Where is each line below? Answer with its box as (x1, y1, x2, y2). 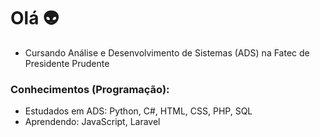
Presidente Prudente (24, 57, 110, 69)
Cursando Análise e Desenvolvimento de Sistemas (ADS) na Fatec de (24, 46, 310, 59)
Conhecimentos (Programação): (10, 82, 170, 96)
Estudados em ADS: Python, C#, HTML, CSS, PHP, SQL (24, 105, 253, 117)
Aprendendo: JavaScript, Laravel (24, 116, 161, 128)
